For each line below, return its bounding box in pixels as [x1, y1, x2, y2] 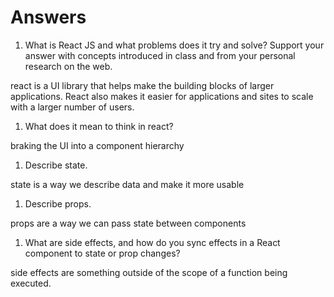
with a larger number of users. [10, 101, 135, 113]
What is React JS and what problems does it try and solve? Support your [24, 39, 325, 51]
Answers [10, 6, 87, 29]
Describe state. [24, 159, 88, 171]
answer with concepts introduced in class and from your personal [24, 49, 296, 61]
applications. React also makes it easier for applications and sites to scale [10, 90, 314, 102]
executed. [10, 277, 52, 289]
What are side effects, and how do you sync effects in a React [24, 236, 281, 248]
